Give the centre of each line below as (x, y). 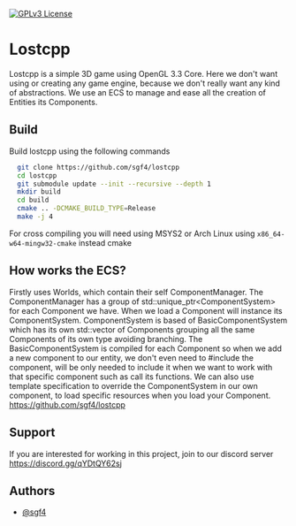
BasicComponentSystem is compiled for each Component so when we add (146, 348)
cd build (33, 200)
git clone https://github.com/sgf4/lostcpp (98, 167)
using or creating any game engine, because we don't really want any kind (145, 83)
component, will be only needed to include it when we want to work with (141, 367)
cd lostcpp (37, 175)
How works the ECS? (68, 271)
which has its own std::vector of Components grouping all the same (132, 329)
